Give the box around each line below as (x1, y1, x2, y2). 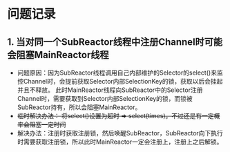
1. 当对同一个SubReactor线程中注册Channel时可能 (7, 36, 223, 48)
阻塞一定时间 (29, 120, 66, 129)
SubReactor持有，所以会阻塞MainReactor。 (17, 103, 142, 111)
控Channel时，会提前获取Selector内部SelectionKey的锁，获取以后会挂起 (17, 77, 223, 85)
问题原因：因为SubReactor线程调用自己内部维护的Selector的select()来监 (17, 68, 223, 77)
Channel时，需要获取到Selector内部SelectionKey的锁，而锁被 (17, 95, 193, 102)
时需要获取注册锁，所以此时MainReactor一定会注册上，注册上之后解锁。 (17, 137, 223, 146)
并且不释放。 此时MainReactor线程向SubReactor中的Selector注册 (17, 86, 203, 94)
